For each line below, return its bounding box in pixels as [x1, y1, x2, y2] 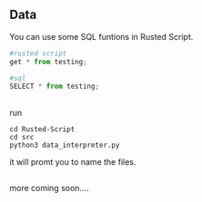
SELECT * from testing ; [9, 82, 100, 91]
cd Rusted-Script [9, 124, 76, 134]
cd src [9, 132, 35, 141]
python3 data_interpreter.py [9, 140, 120, 149]
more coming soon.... [9, 183, 89, 194]
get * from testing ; [9, 57, 88, 66]
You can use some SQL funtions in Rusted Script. [9, 31, 194, 42]
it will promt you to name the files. [9, 156, 136, 167]
